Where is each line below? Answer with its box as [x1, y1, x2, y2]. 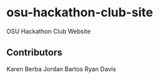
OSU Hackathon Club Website [6, 27, 91, 35]
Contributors [6, 47, 63, 58]
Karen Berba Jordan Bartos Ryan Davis [6, 64, 117, 73]
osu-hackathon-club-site [6, 5, 153, 20]
